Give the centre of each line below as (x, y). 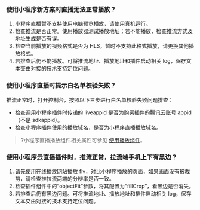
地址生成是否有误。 (39, 39)
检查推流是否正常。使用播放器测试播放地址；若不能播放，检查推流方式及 (104, 31)
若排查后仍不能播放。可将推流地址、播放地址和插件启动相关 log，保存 (101, 61)
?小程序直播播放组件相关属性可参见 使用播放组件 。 (83, 140)
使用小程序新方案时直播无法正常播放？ (61, 9)
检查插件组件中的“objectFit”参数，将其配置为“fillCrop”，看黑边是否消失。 (104, 186)
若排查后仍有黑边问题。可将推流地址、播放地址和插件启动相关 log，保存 (103, 193)
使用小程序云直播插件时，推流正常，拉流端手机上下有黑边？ (92, 157)
